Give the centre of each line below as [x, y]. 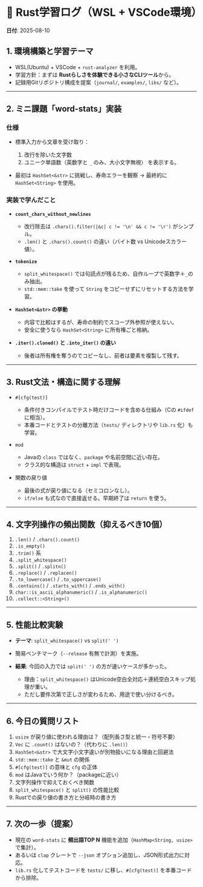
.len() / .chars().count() [47, 540]
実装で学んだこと [31, 200]
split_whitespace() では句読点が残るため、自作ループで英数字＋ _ [106, 273]
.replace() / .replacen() [46, 573]
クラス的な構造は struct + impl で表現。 [74, 464]
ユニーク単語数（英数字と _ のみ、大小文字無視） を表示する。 [102, 162]
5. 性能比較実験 [35, 625]
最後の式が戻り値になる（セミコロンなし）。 [78, 490]
